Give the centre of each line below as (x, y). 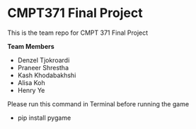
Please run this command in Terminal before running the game (98, 103)
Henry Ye (31, 90)
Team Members (31, 46)
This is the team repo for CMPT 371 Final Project (78, 33)
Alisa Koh (31, 82)
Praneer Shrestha (43, 67)
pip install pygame (44, 118)
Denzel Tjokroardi (44, 60)
